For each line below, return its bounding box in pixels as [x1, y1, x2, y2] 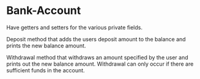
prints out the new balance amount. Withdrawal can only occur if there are [6, 60, 194, 67]
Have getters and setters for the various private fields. [6, 24, 143, 31]
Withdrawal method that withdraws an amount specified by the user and [6, 53, 188, 61]
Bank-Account [6, 4, 81, 18]
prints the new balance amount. [6, 42, 86, 49]
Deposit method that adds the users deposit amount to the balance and [6, 35, 186, 43]
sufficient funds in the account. [6, 66, 85, 74]
